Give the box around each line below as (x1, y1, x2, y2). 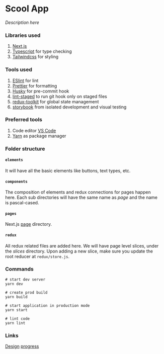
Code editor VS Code (12, 127, 56, 133)
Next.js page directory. (5, 221, 52, 227)
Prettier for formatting (12, 83, 57, 88)
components (5, 179, 28, 184)
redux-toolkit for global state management (12, 98, 99, 104)
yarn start (5, 307, 28, 312)
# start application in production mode (5, 303, 90, 308)
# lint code (5, 316, 30, 321)
